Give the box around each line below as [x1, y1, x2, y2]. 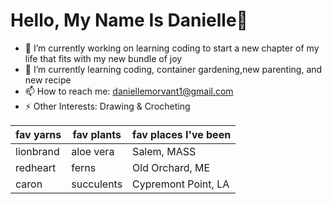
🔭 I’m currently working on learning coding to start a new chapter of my [24, 42, 320, 54]
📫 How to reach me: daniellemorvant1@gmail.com [24, 85, 234, 97]
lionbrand [15, 144, 60, 158]
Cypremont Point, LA [132, 177, 230, 191]
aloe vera [71, 144, 115, 158]
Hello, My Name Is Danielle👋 [10, 9, 248, 32]
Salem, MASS [132, 144, 197, 158]
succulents [71, 177, 123, 191]
